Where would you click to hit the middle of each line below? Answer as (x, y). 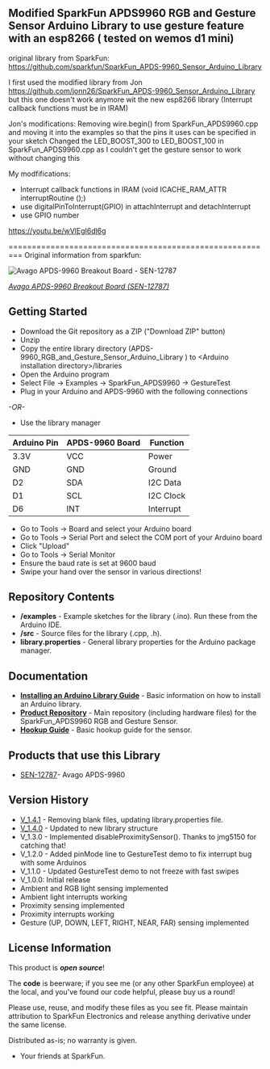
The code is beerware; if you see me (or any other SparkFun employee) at (131, 983)
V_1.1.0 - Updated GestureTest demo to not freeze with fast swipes (129, 871)
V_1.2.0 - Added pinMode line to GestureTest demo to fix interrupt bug (136, 854)
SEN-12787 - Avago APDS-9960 (73, 775)
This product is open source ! (56, 967)
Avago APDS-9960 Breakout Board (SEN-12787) (89, 286)
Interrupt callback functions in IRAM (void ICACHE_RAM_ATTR (123, 189)
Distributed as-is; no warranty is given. (73, 1040)
